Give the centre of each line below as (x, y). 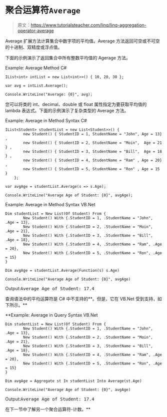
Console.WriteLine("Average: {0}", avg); (49, 94)
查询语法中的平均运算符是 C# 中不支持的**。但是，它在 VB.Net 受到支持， (81, 299)
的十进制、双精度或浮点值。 (34, 47)
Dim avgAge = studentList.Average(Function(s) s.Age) (62, 270)
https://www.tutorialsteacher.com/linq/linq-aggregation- (88, 25)
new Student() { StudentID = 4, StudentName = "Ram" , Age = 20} (93, 160)
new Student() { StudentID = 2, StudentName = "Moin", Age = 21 (93, 143)
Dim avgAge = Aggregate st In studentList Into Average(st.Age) (73, 381)
